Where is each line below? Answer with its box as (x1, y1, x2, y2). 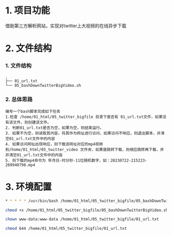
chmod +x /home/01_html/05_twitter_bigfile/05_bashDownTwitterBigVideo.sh (5, 207, 168, 213)
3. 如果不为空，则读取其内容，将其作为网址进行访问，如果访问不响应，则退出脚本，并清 (5, 130, 165, 136)
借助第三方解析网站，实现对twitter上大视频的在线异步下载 (5, 23, 127, 29)
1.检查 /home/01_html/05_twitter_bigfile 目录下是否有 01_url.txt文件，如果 (5, 114, 163, 120)
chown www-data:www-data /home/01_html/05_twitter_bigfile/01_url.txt (5, 217, 159, 222)
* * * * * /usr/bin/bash (5, 198, 58, 203)
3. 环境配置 (5, 181, 52, 192)
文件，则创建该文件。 (12, 120, 51, 125)
